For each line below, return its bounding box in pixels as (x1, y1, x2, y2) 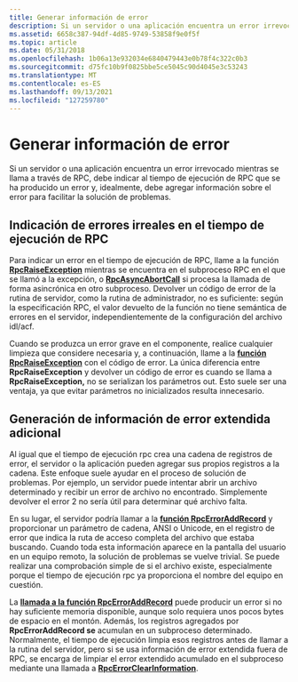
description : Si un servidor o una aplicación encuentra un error (9, 21, 260, 30)
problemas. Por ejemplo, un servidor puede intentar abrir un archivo (9, 477, 257, 487)
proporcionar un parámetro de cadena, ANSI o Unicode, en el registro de (9, 522, 275, 534)
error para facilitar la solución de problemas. (9, 192, 171, 203)
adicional (9, 425, 62, 440)
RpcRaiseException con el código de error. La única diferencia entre (9, 357, 261, 368)
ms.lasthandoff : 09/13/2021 (9, 87, 114, 96)
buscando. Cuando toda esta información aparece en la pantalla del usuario (9, 542, 286, 552)
